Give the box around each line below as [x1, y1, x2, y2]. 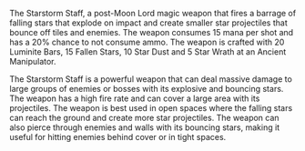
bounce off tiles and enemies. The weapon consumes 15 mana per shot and [9, 27, 294, 37]
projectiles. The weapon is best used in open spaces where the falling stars [9, 103, 293, 113]
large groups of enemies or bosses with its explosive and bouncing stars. [9, 84, 284, 94]
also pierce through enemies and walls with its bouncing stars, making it [9, 122, 280, 133]
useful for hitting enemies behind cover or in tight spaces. [9, 132, 227, 142]
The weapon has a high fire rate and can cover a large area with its [9, 93, 260, 104]
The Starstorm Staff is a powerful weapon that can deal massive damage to [9, 74, 293, 85]
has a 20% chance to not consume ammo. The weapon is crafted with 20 [9, 36, 285, 47]
